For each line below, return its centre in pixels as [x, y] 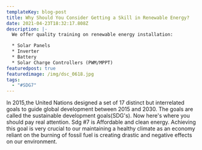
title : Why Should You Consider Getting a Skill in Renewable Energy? [98, 18]
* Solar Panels [31, 46]
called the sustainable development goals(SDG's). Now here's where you [98, 116]
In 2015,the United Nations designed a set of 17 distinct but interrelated [96, 103]
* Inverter [26, 52]
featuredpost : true [31, 68]
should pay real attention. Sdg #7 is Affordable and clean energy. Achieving [101, 122]
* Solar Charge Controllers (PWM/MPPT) [63, 62]
